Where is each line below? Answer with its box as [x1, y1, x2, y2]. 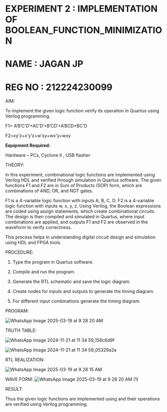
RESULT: [5, 386, 23, 392]
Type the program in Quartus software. [12, 259, 94, 265]
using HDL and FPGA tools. [5, 240, 62, 246]
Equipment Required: [5, 142, 50, 149]
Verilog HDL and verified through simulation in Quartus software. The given [5, 177, 161, 183]
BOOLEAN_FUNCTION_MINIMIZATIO [5, 25, 162, 36]
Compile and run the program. [12, 269, 76, 275]
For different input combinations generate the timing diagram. [12, 298, 141, 304]
